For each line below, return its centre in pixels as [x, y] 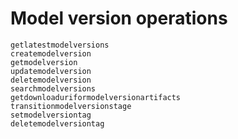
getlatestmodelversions [60, 45]
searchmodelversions [53, 88]
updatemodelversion [51, 71]
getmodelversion [44, 62]
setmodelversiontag [51, 115]
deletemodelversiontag [57, 123]
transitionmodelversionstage [71, 106]
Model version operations [119, 18]
